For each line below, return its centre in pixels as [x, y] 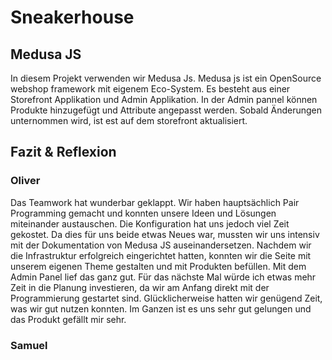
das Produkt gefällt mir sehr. [68, 319]
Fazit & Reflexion [63, 152]
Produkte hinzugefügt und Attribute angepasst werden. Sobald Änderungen [166, 110]
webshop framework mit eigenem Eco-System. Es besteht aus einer [150, 89]
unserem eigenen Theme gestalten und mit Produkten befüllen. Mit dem [158, 266]
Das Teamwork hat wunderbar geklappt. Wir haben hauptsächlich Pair [155, 202]
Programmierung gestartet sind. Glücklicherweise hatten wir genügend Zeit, [166, 298]
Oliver [25, 181]
